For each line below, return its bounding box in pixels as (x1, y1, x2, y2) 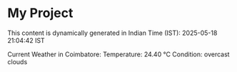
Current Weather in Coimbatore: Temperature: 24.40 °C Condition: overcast (7, 50, 230, 58)
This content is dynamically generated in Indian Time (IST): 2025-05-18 (7, 29, 218, 37)
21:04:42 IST (7, 36, 45, 44)
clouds (7, 57, 28, 66)
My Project (7, 5, 74, 21)
